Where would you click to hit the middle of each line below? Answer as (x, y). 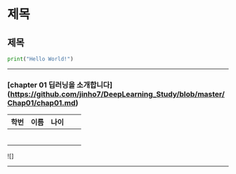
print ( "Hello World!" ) (40, 59)
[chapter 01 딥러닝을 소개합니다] (60, 85)
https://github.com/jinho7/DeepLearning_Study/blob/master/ (117, 94)
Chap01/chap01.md (41, 102)
